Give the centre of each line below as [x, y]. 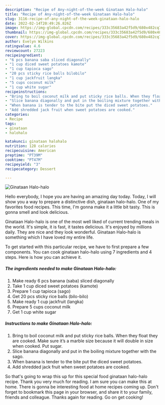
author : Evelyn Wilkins [29, 42]
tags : [11, 124]
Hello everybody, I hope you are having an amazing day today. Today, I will [81, 197]
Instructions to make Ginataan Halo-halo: [49, 323]
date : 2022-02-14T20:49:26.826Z [38, 23]
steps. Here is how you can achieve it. [43, 257]
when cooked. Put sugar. [37, 346]
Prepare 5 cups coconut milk [41, 307]
